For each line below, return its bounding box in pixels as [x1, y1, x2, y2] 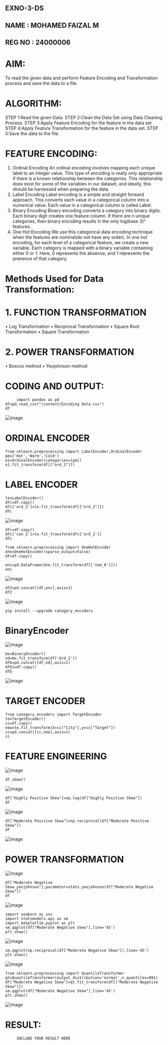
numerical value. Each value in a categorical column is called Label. [12, 202, 152, 208]
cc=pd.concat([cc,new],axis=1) [5, 729, 71, 734]
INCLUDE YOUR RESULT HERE [16, 1035, 71, 1041]
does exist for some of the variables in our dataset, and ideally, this [12, 180, 151, 186]
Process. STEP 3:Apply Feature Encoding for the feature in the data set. [5, 120, 153, 126]
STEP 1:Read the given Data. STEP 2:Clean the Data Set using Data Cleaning [5, 115, 163, 121]
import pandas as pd [16, 397, 59, 402]
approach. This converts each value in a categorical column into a [12, 197, 149, 203]
